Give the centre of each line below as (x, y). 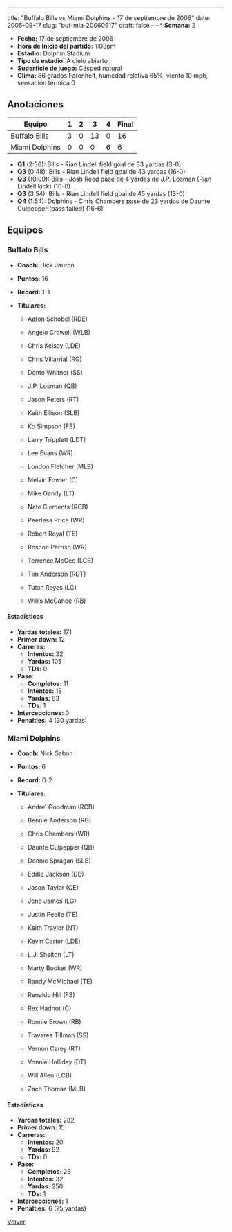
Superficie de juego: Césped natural (69, 68)
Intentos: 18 (45, 691)
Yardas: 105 (45, 661)
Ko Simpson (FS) (51, 426)
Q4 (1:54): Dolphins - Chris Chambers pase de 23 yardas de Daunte (114, 201)
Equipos (25, 230)
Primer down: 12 (41, 639)
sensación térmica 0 (46, 83)
